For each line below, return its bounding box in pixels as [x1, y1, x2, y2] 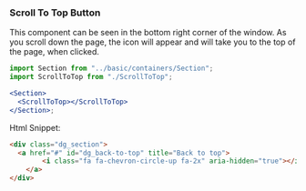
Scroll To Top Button [9, 6, 101, 19]
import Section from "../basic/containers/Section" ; [9, 64, 214, 74]
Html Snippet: [9, 122, 61, 133]
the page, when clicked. [9, 46, 100, 57]
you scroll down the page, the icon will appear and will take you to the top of [9, 36, 296, 47]
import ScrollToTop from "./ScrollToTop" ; [9, 73, 173, 82]
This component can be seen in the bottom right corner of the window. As [9, 27, 287, 38]
